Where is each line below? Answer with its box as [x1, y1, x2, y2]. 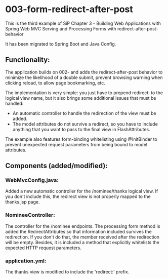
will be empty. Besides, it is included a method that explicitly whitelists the [5, 239, 159, 245]
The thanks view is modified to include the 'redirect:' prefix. [5, 269, 130, 275]
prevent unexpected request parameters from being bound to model [5, 141, 148, 147]
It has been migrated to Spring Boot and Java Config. [5, 41, 116, 47]
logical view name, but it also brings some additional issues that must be [5, 95, 156, 101]
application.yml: [5, 257, 47, 264]
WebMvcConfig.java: [5, 177, 59, 184]
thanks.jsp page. [5, 199, 40, 205]
